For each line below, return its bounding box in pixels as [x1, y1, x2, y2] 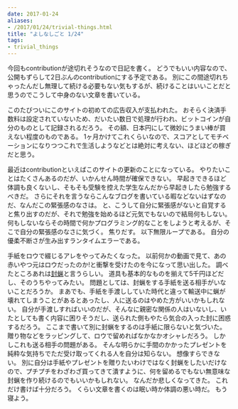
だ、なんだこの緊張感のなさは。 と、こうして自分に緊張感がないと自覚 [7, 201, 215, 209]
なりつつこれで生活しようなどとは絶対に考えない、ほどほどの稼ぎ [38, 142, 232, 149]
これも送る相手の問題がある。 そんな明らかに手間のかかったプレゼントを [13, 341, 227, 349]
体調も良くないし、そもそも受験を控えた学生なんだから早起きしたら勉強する [7, 183, 232, 191]
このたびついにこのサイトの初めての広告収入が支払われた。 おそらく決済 [7, 106, 220, 114]
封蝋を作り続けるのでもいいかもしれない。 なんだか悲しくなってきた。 [7, 376, 215, 384]
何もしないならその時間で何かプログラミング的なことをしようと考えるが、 [7, 218, 225, 227]
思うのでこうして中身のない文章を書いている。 [7, 90, 144, 99]
